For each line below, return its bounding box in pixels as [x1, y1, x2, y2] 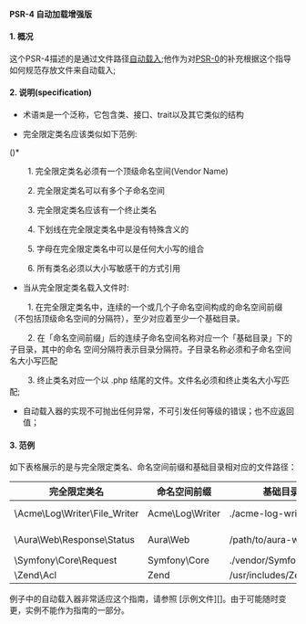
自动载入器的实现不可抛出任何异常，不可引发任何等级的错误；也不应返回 [22, 406, 294, 416]
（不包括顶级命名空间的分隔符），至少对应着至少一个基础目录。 [9, 313, 245, 323]
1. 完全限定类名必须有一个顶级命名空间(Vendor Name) [26, 165, 229, 176]
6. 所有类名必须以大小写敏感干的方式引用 [26, 263, 181, 273]
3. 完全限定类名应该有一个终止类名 [26, 205, 158, 215]
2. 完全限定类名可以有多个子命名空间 [26, 185, 166, 196]
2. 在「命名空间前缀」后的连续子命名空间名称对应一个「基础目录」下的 [26, 333, 293, 343]
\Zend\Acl [14, 569, 57, 582]
